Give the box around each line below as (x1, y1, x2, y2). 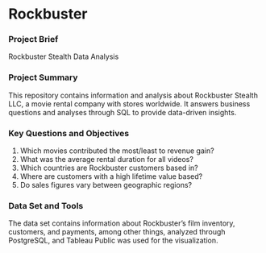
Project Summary (8, 72, 78, 83)
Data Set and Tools (8, 201, 84, 211)
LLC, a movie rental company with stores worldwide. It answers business (8, 98, 251, 109)
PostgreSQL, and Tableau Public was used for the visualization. (8, 235, 218, 246)
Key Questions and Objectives (8, 127, 130, 139)
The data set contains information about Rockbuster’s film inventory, (8, 218, 235, 228)
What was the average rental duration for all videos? (19, 155, 193, 164)
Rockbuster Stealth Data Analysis (8, 52, 119, 61)
